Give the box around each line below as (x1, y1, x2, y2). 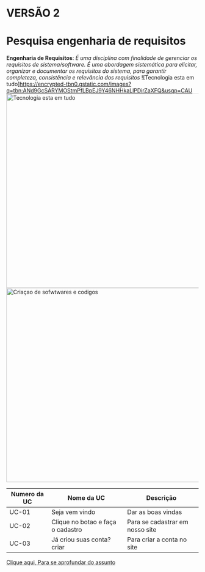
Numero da (11, 490, 45, 499)
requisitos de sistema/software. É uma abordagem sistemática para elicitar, (6, 61, 198, 69)
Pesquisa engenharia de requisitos (6, 34, 186, 48)
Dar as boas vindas (127, 508, 182, 516)
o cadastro (51, 526, 82, 534)
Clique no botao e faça (51, 518, 117, 526)
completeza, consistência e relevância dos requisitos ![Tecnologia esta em (6, 74, 195, 81)
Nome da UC (67, 494, 106, 502)
